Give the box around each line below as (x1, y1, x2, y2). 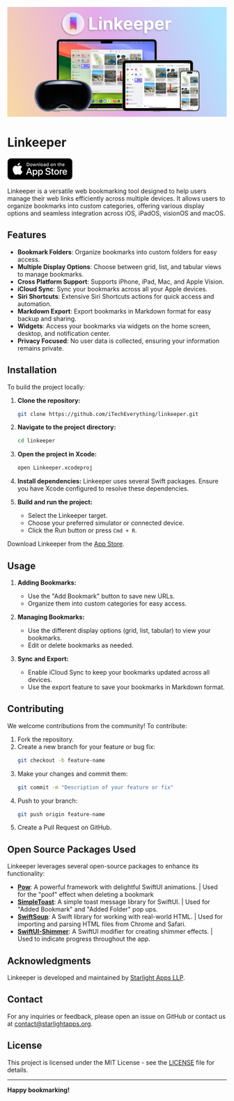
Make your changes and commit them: (17, 769, 128, 778)
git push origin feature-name (17, 810, 106, 818)
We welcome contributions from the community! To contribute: (7, 721, 187, 730)
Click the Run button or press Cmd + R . (27, 526, 137, 534)
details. (7, 1065, 29, 1074)
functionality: (7, 870, 45, 878)
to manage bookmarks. (17, 270, 84, 278)
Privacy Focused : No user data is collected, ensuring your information (17, 337, 220, 345)
